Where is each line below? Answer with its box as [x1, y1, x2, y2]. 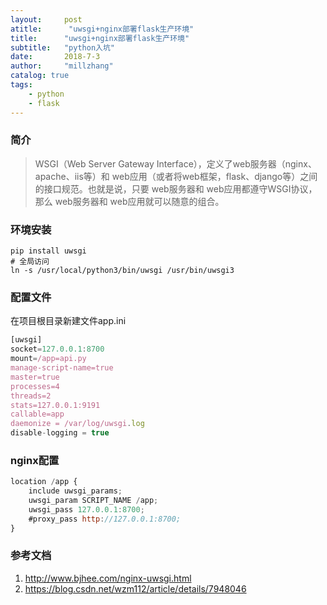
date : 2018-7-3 [10, 52, 101, 62]
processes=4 [10, 381, 60, 391]
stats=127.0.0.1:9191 [10, 400, 101, 410]
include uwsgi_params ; [28, 486, 123, 496]
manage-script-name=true [10, 363, 114, 373]
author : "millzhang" [10, 61, 114, 71]
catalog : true [10, 71, 70, 81]
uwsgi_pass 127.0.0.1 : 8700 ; [28, 504, 145, 515]
